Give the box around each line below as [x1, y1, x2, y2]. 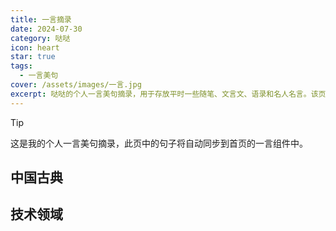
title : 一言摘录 [10, 14, 72, 25]
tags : [10, 61, 33, 71]
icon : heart [10, 42, 60, 53]
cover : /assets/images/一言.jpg [10, 80, 142, 90]
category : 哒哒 [10, 33, 71, 43]
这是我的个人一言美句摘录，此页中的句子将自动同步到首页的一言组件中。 [10, 137, 308, 149]
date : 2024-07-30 [10, 24, 83, 34]
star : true [10, 52, 56, 62]
